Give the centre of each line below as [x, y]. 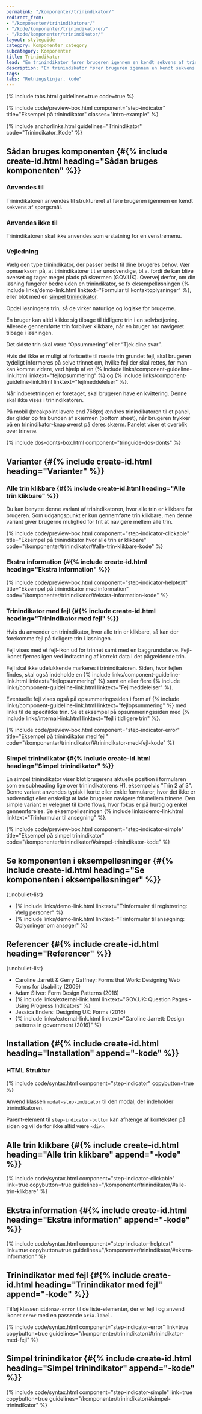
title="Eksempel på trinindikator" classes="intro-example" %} [82, 115]
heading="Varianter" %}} [56, 471]
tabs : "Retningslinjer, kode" [44, 79]
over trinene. [22, 431]
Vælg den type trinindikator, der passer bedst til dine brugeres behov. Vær [98, 265]
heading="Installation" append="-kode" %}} [93, 1053]
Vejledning [23, 252]
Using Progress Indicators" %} [53, 1005]
